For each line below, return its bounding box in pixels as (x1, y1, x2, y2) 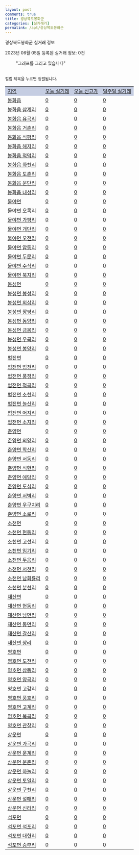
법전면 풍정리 (7, 373, 36, 380)
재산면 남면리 (7, 612, 36, 619)
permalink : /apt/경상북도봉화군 (5, 25, 64, 30)
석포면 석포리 (7, 823, 36, 830)
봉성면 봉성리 (7, 290, 36, 297)
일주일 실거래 (102, 88, 131, 95)
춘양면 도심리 (7, 483, 36, 490)
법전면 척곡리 (7, 382, 36, 389)
